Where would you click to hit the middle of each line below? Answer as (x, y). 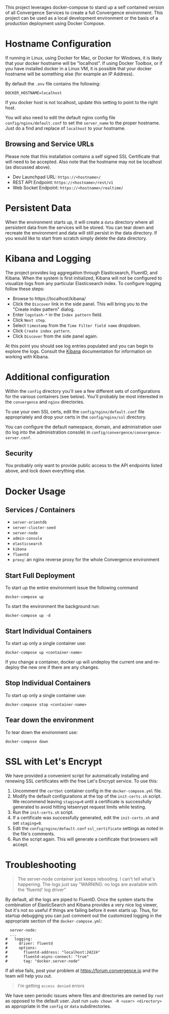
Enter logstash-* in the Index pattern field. (58, 314)
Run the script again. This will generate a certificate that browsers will (85, 839)
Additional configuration (58, 377)
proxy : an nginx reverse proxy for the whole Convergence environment (86, 560)
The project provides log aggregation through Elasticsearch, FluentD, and (81, 272)
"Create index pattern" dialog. (44, 309)
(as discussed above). (28, 167)
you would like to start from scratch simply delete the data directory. (76, 238)
